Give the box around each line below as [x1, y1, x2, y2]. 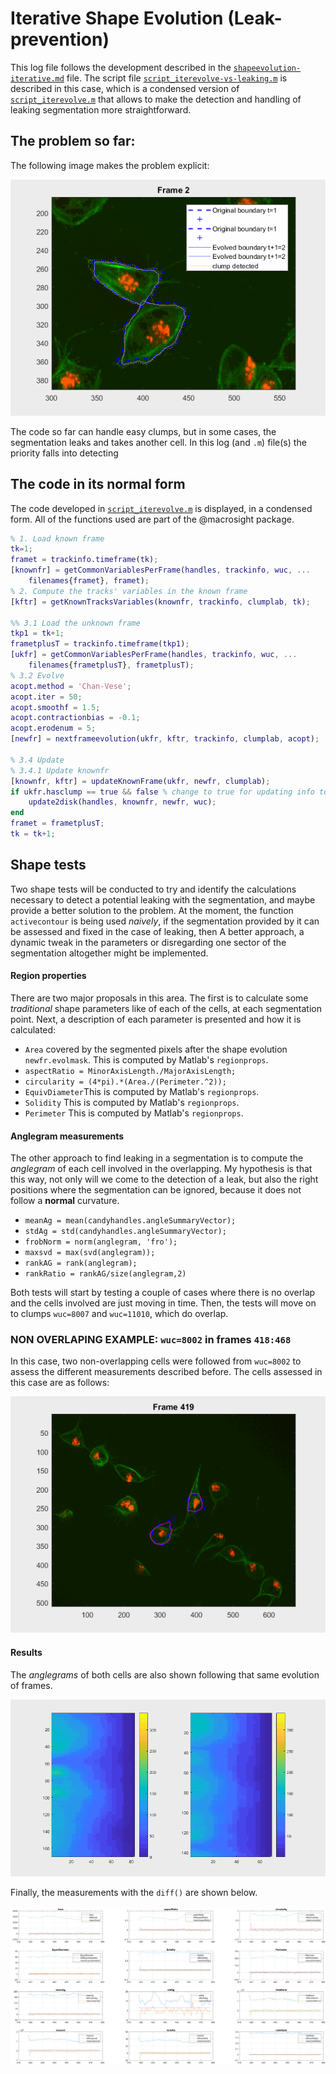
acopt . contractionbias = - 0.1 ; [10, 713, 141, 723]
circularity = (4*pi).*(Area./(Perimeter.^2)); [24, 1077, 227, 1087]
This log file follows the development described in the [10, 61, 232, 73]
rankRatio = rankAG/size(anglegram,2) [24, 1269, 187, 1279]
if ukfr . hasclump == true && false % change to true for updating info [10, 787, 315, 797]
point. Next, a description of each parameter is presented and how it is [10, 1013, 302, 1025]
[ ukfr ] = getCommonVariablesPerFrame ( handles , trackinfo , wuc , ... [10, 650, 298, 660]
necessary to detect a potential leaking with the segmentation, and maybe [10, 893, 316, 906]
